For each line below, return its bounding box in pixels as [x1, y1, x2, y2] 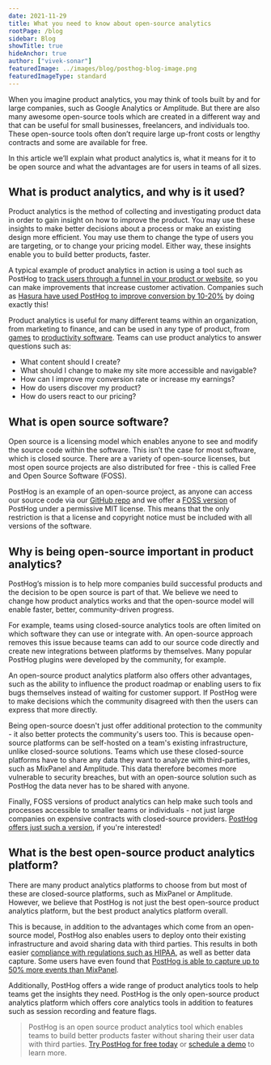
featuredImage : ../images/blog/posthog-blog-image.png [8, 65, 197, 73]
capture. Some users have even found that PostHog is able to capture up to [8, 956, 260, 965]
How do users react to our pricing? [19, 391, 137, 401]
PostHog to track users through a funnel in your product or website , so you [8, 274, 259, 284]
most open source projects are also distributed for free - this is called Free [8, 463, 256, 473]
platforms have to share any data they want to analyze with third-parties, [8, 755, 251, 765]
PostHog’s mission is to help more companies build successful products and [8, 579, 263, 588]
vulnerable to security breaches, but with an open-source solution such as [8, 772, 257, 782]
